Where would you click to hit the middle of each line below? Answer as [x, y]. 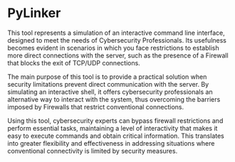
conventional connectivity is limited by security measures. [93, 151]
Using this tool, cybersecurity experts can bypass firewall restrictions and [115, 120]
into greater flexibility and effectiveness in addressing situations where [111, 143]
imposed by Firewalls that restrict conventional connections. [96, 107]
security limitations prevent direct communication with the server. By [108, 84]
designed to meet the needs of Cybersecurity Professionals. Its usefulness [117, 40]
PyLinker [34, 13]
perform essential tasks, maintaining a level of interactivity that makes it [113, 128]
